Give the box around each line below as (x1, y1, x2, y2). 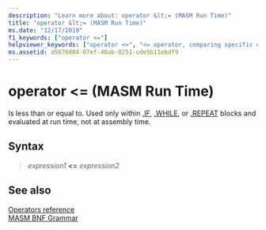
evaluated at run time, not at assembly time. (8, 116, 151, 126)
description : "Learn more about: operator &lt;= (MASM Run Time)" (8, 11, 232, 20)
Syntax (8, 140, 44, 153)
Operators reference (8, 205, 75, 214)
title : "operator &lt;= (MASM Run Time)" (8, 19, 147, 27)
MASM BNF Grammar (8, 213, 79, 222)
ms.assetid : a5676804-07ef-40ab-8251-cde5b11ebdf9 (8, 48, 179, 56)
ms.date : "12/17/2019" (8, 26, 83, 34)
